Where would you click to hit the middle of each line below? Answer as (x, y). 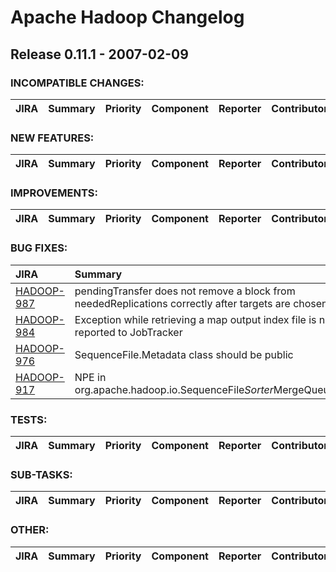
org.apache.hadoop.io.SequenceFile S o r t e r (174, 389)
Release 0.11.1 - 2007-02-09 (99, 54)
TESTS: (29, 419)
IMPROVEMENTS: (54, 193)
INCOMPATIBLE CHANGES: (77, 83)
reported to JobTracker (128, 332)
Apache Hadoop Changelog (127, 17)
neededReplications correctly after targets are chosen (201, 303)
